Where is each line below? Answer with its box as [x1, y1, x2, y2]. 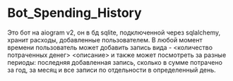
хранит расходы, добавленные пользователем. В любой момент [7, 35, 203, 44]
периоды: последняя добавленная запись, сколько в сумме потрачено [7, 58, 222, 66]
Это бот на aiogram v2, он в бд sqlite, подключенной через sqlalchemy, [7, 28, 221, 37]
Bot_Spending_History [7, 5, 143, 21]
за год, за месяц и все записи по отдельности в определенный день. [7, 66, 217, 74]
